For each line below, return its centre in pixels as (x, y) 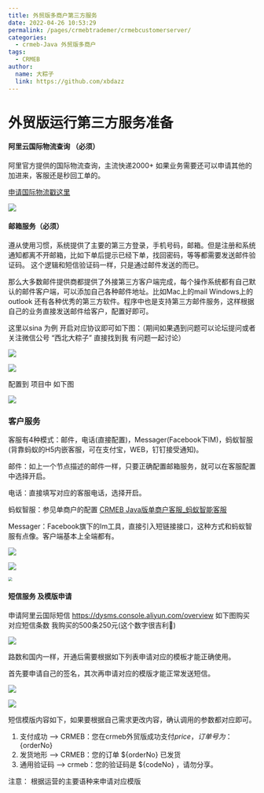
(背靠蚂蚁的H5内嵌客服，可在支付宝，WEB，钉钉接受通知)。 (106, 450)
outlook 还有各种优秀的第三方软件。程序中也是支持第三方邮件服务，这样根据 (132, 302)
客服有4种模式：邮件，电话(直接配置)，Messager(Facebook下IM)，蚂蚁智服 (131, 440)
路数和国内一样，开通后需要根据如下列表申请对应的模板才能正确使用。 (122, 656)
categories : (27, 37)
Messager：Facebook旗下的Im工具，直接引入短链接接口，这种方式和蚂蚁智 (130, 526)
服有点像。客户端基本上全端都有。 (63, 536)
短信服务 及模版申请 (40, 596)
